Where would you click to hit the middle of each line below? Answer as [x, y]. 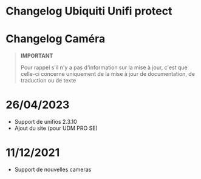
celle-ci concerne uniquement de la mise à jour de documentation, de [108, 74]
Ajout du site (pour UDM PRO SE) [56, 128]
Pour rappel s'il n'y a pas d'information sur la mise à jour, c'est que [104, 67]
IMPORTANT [37, 56]
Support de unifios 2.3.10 [46, 122]
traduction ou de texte [48, 81]
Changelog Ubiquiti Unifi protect [89, 11]
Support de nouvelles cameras [53, 169]
